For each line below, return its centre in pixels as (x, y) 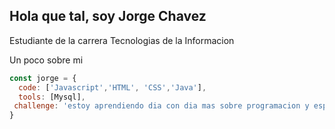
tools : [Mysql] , (52, 97)
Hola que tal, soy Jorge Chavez (108, 16)
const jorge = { (43, 78)
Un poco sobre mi (46, 60)
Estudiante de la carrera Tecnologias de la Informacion (122, 40)
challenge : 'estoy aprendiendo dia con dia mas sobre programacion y (161, 106)
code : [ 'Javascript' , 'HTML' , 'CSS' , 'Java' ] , (112, 87)
